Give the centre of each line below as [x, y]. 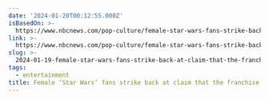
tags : [17, 68]
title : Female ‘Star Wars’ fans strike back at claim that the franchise [134, 82]
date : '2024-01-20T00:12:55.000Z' [66, 16]
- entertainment [42, 75]
